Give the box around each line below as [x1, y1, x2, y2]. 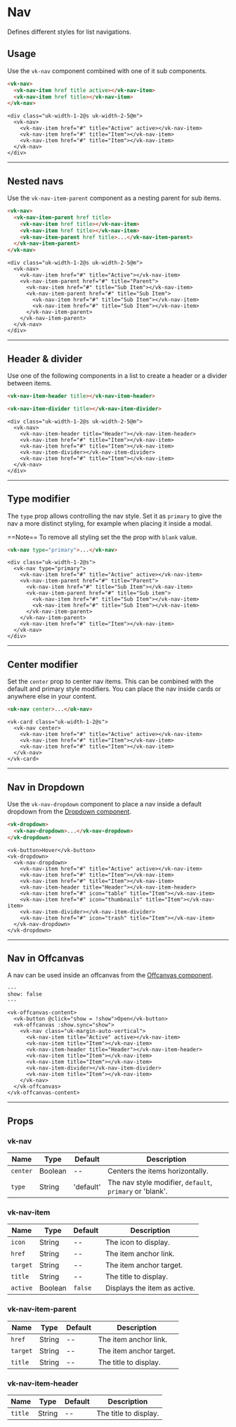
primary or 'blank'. [107, 1186, 168, 1196]
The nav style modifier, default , [107, 1178, 213, 1188]
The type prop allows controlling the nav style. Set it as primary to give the [7, 512, 223, 520]
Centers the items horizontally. [107, 1166, 209, 1176]
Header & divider [7, 353, 83, 364]
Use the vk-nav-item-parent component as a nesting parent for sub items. [7, 194, 221, 203]
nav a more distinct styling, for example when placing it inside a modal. [7, 519, 213, 528]
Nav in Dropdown [7, 781, 85, 793]
